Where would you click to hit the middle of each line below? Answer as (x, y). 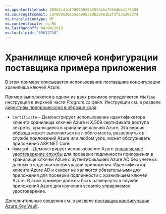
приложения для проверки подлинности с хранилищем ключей (80, 175)
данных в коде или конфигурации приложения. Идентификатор (80, 164)
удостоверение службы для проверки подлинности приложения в (83, 154)
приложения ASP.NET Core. (41, 143)
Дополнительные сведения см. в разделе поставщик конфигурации (77, 201)
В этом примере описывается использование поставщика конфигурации (83, 82)
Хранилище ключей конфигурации (82, 57)
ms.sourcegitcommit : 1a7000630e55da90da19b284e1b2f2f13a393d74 (72, 14)
